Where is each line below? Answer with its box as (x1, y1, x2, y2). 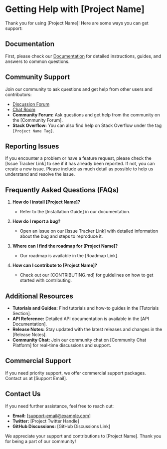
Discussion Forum (12, 101, 50, 107)
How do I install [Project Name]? (12, 199, 81, 205)
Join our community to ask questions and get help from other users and (5, 86, 153, 92)
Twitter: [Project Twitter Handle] (12, 418, 80, 424)
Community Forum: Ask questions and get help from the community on (12, 111, 161, 118)
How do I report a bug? (12, 218, 61, 224)
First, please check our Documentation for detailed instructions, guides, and (5, 53, 162, 59)
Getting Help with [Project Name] (5, 3, 145, 15)
